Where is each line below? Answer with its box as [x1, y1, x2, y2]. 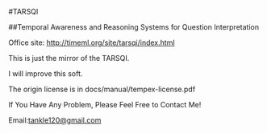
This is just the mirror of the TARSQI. [8, 54, 130, 62]
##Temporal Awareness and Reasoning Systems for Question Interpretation [8, 22, 260, 31]
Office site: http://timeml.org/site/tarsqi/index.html [8, 38, 175, 47]
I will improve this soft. [8, 69, 83, 79]
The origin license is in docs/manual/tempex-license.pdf [8, 84, 196, 94]
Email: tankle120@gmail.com [8, 115, 102, 125]
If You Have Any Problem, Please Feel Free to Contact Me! [8, 100, 202, 109]
